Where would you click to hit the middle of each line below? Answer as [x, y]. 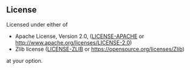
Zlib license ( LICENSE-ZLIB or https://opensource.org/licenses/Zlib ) [100, 49]
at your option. [25, 60]
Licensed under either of [37, 24]
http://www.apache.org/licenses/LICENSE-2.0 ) [73, 42]
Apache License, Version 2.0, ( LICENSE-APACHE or [80, 36]
